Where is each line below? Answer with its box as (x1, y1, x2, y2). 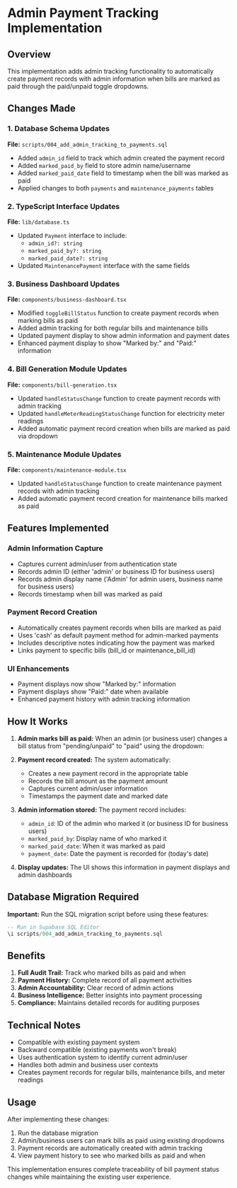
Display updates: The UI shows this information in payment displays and (17, 863, 230, 871)
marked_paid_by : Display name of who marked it (28, 834, 167, 842)
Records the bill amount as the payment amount (28, 776, 168, 785)
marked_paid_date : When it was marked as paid (28, 842, 166, 850)
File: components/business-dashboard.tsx (7, 295, 127, 304)
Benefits (7, 949, 46, 961)
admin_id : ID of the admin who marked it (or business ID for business (28, 819, 229, 827)
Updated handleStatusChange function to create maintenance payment (17, 479, 222, 487)
